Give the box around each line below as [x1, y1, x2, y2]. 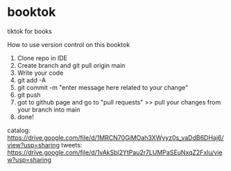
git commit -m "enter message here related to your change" [17, 83, 189, 91]
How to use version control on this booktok [7, 40, 130, 48]
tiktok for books [7, 27, 52, 35]
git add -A [17, 75, 46, 84]
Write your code [17, 69, 64, 77]
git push [17, 91, 41, 99]
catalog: [7, 126, 31, 134]
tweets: [61, 141, 83, 149]
